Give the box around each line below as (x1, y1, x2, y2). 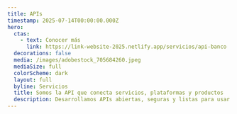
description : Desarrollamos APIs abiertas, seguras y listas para (13, 96, 214, 103)
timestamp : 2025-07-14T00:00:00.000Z (7, 17, 119, 24)
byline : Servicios (13, 83, 69, 90)
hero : (7, 23, 23, 30)
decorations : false (13, 50, 72, 57)
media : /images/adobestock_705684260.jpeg (13, 57, 141, 64)
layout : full (13, 76, 53, 84)
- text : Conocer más (20, 37, 81, 44)
